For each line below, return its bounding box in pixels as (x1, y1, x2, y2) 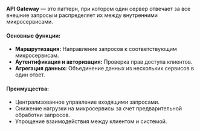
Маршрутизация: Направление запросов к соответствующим (15, 45, 177, 53)
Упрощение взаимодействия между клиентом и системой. (15, 118, 167, 125)
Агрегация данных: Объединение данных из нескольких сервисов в (15, 65, 195, 72)
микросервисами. (6, 18, 53, 25)
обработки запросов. (15, 112, 71, 119)
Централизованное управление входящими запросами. (15, 98, 160, 106)
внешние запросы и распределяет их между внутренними (6, 12, 158, 19)
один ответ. (15, 71, 45, 78)
